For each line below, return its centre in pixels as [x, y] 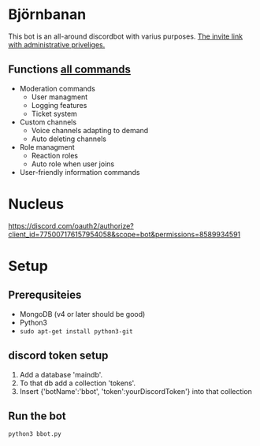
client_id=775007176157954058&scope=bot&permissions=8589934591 [124, 234]
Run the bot [37, 416]
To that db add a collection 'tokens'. [78, 383]
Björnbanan [47, 15]
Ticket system [54, 113]
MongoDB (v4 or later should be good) [82, 314]
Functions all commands [70, 70]
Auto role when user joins [73, 164]
